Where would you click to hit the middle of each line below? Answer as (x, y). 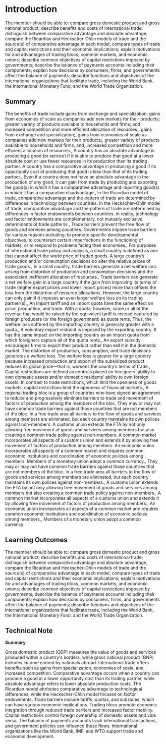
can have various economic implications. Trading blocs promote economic (81, 705)
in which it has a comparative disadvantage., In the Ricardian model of (77, 192)
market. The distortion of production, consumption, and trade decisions (78, 350)
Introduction (31, 9)
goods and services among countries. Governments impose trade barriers (81, 229)
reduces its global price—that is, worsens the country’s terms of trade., (78, 366)
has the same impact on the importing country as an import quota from (78, 335)
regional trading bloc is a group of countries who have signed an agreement (83, 393)
